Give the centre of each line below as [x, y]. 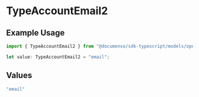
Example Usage [36, 33]
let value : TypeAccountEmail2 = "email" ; [58, 57]
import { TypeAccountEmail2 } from [50, 46]
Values [19, 75]
